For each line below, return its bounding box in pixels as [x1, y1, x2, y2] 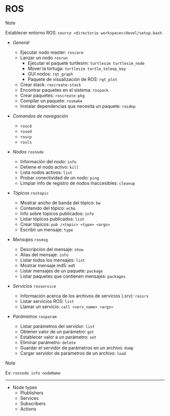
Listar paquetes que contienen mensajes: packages [20, 273, 126, 279]
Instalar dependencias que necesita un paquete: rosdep [20, 103, 136, 109]
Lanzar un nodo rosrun [20, 54, 68, 61]
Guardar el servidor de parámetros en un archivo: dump [20, 345, 134, 351]
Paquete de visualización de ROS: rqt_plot [27, 76, 118, 82]
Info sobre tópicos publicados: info [20, 210, 94, 216]
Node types [12, 384, 37, 390]
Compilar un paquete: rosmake [20, 97, 82, 104]
